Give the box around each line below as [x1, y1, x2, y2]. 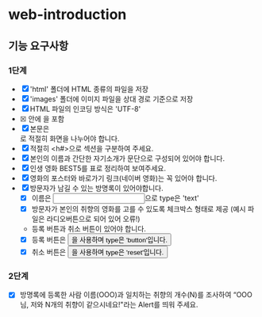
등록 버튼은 [31, 235, 66, 244]
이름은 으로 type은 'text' [31, 193, 200, 203]
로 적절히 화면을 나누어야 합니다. [19, 133, 120, 143]
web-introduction [8, 6, 127, 24]
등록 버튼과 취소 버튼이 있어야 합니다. [31, 223, 147, 233]
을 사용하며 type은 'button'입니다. [71, 235, 168, 244]
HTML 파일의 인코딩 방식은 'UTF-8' [29, 104, 141, 113]
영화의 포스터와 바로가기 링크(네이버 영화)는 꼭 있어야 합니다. [29, 173, 218, 183]
